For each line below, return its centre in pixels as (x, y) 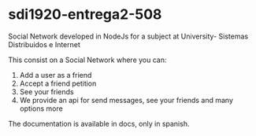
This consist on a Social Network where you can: (87, 60)
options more (41, 108)
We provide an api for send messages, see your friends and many (126, 100)
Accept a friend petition (58, 83)
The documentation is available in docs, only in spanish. (99, 123)
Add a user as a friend (56, 75)
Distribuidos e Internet (45, 44)
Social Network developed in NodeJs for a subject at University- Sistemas (128, 36)
